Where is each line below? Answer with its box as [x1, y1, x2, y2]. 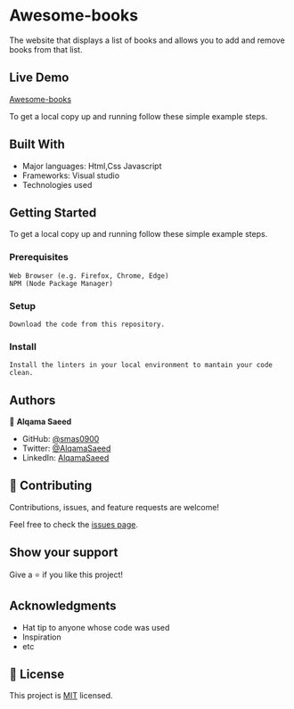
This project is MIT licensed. [9, 690, 113, 701]
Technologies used [21, 179, 93, 190]
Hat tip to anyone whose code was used [21, 622, 170, 632]
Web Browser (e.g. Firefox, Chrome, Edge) [9, 271, 169, 281]
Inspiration [21, 632, 61, 642]
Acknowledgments [9, 599, 118, 614]
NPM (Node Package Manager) [9, 279, 114, 288]
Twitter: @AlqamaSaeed [21, 443, 111, 454]
